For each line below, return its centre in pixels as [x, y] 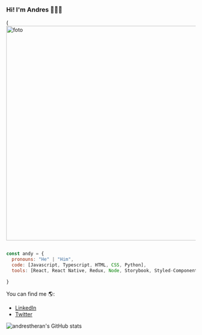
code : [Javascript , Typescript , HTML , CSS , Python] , [79, 265]
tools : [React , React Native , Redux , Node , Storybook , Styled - [93, 270]
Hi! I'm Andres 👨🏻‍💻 [34, 10]
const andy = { [25, 254]
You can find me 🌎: [31, 294]
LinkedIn [26, 308]
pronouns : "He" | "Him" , [43, 260]
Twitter [24, 314]
